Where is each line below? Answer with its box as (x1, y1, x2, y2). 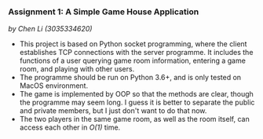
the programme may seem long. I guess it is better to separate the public (19, 97, 255, 108)
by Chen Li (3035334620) (8, 24, 93, 34)
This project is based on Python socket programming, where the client (19, 39, 247, 49)
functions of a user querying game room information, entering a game (19, 56, 246, 65)
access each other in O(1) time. (19, 123, 121, 132)
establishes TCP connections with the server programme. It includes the (19, 48, 254, 57)
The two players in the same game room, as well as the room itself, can (19, 115, 250, 124)
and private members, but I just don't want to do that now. (19, 106, 207, 115)
